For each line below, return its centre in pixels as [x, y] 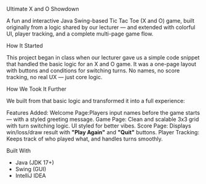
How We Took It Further [36, 89]
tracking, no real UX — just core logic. [54, 77]
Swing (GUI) [31, 169]
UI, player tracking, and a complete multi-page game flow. [80, 34]
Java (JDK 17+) [34, 163]
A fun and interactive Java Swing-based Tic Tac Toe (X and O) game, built [101, 21]
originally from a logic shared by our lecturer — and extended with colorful [101, 27]
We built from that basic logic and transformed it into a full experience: [96, 101]
